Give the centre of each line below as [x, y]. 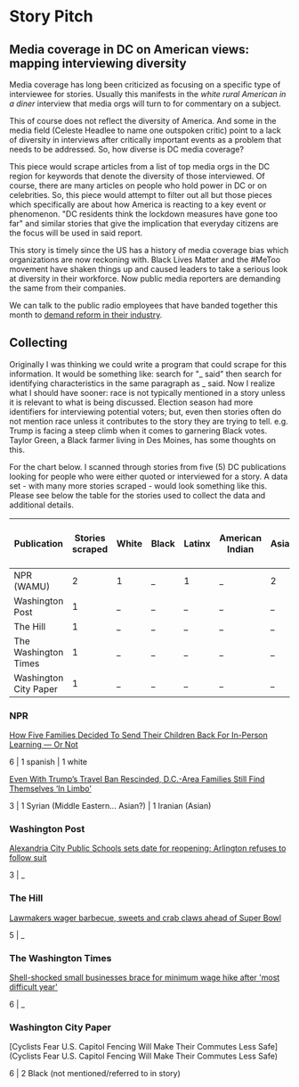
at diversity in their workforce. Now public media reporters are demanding [145, 279]
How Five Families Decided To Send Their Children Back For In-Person [139, 735]
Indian [240, 548]
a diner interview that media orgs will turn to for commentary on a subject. [145, 103]
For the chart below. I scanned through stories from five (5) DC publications [148, 466]
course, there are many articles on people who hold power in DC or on [138, 185]
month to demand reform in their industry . [86, 315]
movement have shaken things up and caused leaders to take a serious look [149, 269]
